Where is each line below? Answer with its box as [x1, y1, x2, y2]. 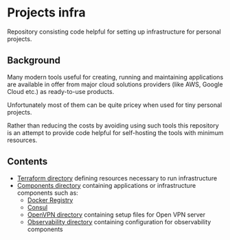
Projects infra [7, 5, 86, 21]
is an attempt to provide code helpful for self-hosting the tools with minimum [7, 128, 224, 136]
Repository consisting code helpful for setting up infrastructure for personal [7, 27, 221, 36]
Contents [7, 156, 48, 167]
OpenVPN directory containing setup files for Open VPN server [27, 211, 206, 219]
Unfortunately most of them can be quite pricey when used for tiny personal [7, 101, 222, 109]
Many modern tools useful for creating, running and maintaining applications [7, 73, 224, 81]
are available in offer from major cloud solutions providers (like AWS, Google [7, 80, 223, 88]
